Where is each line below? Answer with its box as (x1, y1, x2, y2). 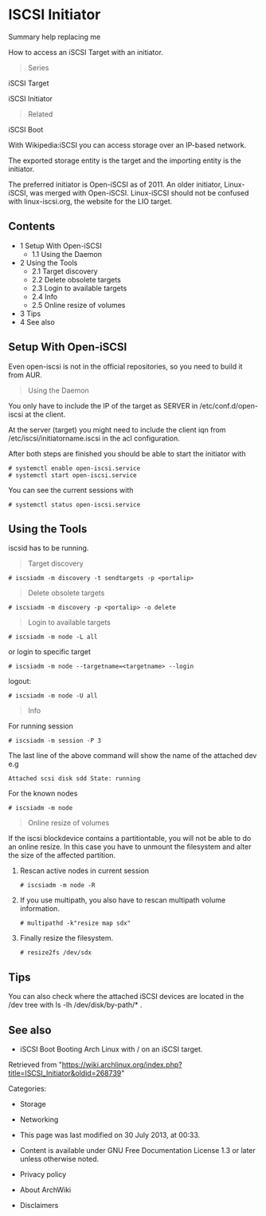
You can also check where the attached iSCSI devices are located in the (8, 992, 244, 1001)
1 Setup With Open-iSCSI (19, 241, 102, 251)
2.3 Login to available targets (31, 283, 127, 293)
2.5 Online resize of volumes (31, 300, 126, 310)
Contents (8, 219, 56, 233)
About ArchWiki (19, 1185, 72, 1194)
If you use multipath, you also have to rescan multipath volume (19, 895, 226, 905)
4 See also (19, 317, 56, 326)
